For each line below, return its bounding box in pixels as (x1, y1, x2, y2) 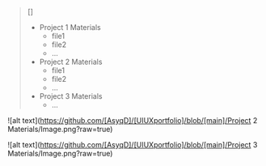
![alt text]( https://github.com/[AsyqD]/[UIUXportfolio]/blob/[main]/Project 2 (7, 116, 258, 125)
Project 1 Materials (39, 23, 102, 32)
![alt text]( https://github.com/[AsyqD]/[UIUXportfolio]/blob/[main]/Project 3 (7, 140, 258, 149)
